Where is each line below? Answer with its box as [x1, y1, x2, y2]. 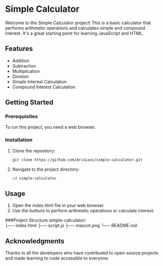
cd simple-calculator [12, 176, 57, 181]
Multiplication [12, 68, 40, 74]
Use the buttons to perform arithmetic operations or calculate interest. [12, 208, 155, 214]
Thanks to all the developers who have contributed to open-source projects [5, 250, 159, 256]
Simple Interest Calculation [12, 78, 67, 84]
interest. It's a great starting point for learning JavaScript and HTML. [5, 30, 144, 36]
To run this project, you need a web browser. [5, 124, 96, 130]
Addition [12, 58, 30, 64]
